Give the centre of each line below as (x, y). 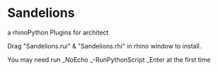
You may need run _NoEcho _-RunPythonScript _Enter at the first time (109, 59)
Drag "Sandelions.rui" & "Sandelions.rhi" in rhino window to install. (104, 46)
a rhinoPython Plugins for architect (58, 32)
